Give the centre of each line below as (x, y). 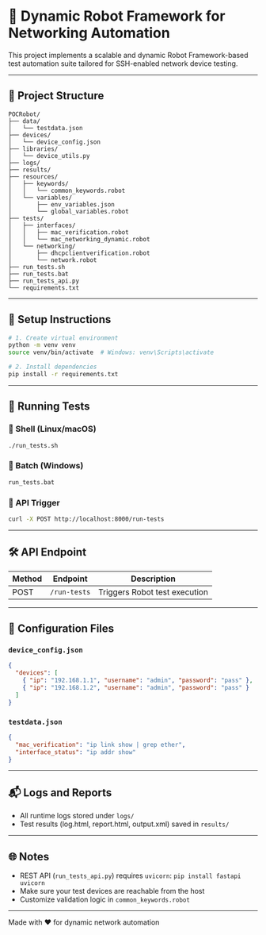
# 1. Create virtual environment (63, 338)
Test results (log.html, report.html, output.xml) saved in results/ (124, 824)
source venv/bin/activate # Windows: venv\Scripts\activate (111, 352)
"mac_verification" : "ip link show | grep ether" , (101, 745)
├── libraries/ (33, 149)
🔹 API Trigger (34, 502)
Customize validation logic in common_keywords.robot (104, 899)
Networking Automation (89, 33)
